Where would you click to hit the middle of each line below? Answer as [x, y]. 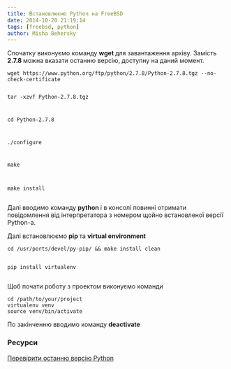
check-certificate [34, 80]
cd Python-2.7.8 [31, 120]
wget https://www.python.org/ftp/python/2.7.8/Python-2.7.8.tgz [103, 74]
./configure [24, 142]
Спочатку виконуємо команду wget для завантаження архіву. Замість [112, 53]
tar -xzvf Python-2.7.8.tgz [48, 97]
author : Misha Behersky [42, 33]
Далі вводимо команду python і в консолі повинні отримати [97, 208]
